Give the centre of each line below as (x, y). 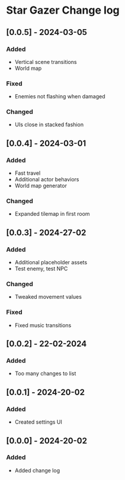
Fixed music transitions (43, 325)
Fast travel (28, 173)
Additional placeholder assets (51, 263)
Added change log (37, 470)
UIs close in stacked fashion (49, 124)
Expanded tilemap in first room (52, 214)
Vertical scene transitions (46, 62)
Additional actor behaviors (47, 180)
